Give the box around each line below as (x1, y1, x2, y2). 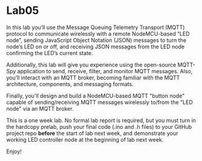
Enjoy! (6, 148, 22, 155)
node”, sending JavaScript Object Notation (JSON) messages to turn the (6, 36, 186, 44)
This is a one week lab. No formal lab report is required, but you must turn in (6, 116, 197, 124)
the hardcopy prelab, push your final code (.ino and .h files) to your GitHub (6, 123, 192, 130)
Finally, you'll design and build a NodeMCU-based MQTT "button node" (6, 92, 185, 99)
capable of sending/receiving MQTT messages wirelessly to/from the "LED (6, 98, 193, 106)
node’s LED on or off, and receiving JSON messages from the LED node (6, 43, 185, 50)
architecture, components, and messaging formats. (6, 80, 134, 88)
